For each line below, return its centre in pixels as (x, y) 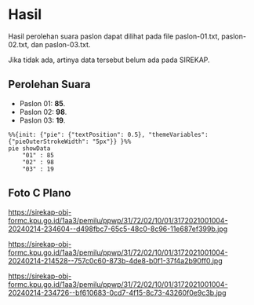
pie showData (29, 148)
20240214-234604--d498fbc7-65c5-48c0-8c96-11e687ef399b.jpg (118, 229)
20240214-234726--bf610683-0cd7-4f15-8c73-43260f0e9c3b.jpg (117, 292)
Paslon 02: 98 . (43, 112)
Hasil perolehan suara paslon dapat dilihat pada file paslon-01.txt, (114, 36)
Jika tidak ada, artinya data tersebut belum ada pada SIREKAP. (109, 60)
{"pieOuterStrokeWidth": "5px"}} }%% (70, 141)
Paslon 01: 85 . (42, 103)
